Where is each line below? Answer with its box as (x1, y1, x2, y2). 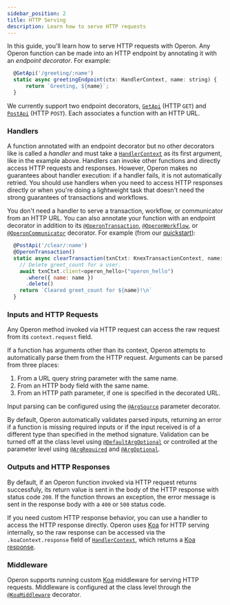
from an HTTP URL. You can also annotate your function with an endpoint (7, 214, 216, 222)
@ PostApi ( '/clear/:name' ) (13, 242, 88, 249)
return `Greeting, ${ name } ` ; (25, 83, 109, 90)
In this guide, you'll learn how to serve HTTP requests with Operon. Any (7, 42, 211, 50)
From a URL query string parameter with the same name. (17, 374, 178, 383)
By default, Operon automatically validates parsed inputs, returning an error (7, 416, 222, 424)
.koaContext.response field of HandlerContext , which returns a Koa (7, 535, 196, 544)
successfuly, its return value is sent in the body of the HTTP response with (7, 485, 219, 494)
